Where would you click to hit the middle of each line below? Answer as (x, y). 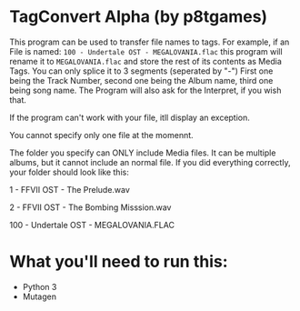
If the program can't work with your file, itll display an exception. (130, 117)
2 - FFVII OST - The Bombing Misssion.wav (90, 207)
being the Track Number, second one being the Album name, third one (141, 80)
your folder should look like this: (69, 172)
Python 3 (40, 286)
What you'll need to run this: (119, 262)
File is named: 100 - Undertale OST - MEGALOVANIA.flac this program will (146, 51)
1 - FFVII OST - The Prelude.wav (70, 189)
